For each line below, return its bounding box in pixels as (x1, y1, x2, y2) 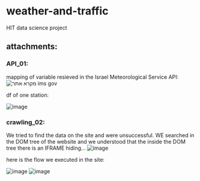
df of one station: (6, 91, 49, 99)
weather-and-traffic (6, 4, 109, 18)
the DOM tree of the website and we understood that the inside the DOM (6, 138, 186, 145)
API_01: (6, 60, 29, 68)
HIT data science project (6, 24, 67, 31)
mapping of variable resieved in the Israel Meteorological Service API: (6, 73, 179, 81)
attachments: (6, 41, 58, 52)
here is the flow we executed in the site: (6, 156, 105, 163)
